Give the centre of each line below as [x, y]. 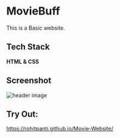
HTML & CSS [23, 61]
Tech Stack [28, 47]
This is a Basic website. [36, 28]
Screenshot [29, 81]
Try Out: [22, 114]
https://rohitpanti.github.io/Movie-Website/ [60, 129]
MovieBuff [33, 11]
